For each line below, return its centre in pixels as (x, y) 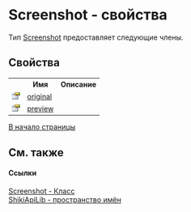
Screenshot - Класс (42, 191)
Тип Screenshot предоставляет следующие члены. (96, 37)
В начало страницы (42, 127)
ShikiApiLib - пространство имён (65, 199)
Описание (79, 85)
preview (40, 108)
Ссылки (23, 173)
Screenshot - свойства (88, 15)
